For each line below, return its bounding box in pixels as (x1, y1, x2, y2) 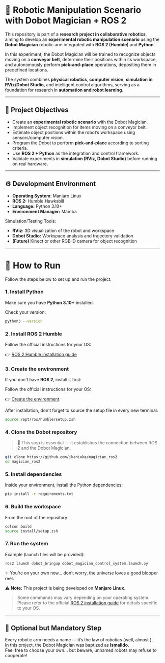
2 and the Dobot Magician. (17, 445, 71, 451)
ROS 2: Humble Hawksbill (12, 198, 65, 204)
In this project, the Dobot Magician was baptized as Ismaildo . (5, 642, 129, 648)
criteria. (12, 145, 28, 151)
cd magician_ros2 (5, 459, 41, 464)
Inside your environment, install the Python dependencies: (5, 482, 123, 488)
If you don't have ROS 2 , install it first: (5, 377, 82, 383)
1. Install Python (5, 288, 44, 295)
